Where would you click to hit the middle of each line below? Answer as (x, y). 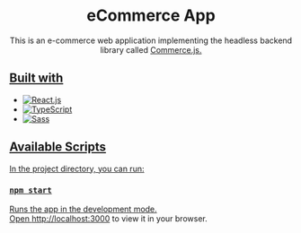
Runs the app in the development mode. (83, 209)
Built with (36, 78)
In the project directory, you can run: (77, 168)
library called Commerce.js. (151, 49)
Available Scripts (58, 147)
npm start (31, 190)
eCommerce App (151, 16)
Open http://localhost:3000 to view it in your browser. (109, 218)
